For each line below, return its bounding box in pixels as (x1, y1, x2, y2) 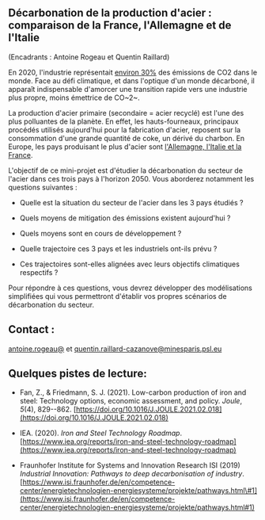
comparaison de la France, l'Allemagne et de (8, 19, 232, 32)
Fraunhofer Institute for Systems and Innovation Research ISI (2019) (19, 461, 241, 470)
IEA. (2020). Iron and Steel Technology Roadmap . (19, 428, 183, 438)
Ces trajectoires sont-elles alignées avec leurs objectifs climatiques (19, 259, 240, 269)
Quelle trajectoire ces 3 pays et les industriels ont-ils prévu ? (19, 243, 218, 253)
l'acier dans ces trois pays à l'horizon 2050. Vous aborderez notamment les (8, 174, 255, 183)
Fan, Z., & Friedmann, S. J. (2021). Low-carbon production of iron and (19, 388, 247, 397)
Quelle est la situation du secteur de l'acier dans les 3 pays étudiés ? (19, 197, 244, 207)
